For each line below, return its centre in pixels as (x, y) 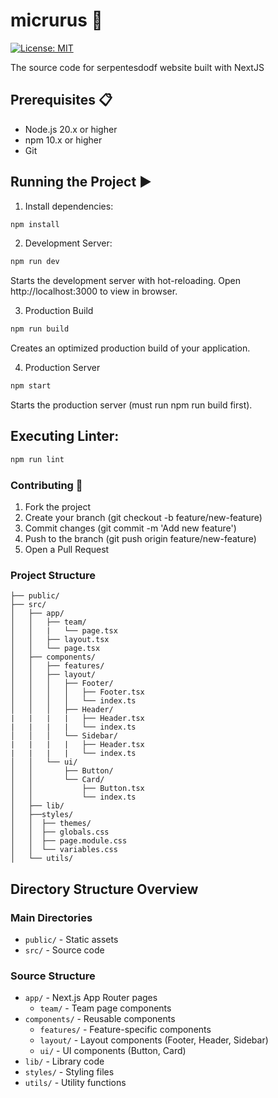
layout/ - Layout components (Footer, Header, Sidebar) (154, 1040)
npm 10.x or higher (63, 140)
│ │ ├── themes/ (51, 824)
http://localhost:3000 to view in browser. (94, 291)
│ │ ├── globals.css (60, 832)
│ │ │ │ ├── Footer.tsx (77, 692)
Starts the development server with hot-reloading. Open (126, 281)
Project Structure (53, 575)
